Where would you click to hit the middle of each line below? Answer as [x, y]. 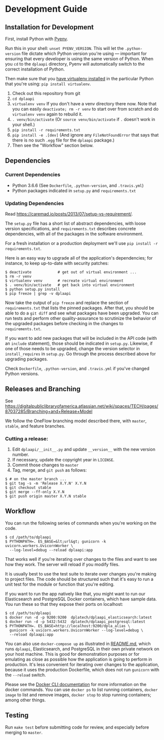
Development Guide [46, 9]
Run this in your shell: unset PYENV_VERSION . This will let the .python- [74, 48]
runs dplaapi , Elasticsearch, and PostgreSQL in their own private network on [82, 649]
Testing [17, 715]
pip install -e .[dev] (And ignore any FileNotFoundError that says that [85, 135]
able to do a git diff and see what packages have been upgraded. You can [82, 313]
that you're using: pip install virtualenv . [48, 84]
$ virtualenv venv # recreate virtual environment [64, 281]
